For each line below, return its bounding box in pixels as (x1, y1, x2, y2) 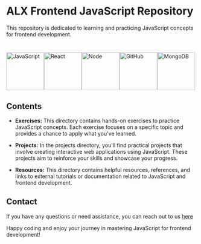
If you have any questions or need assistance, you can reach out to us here (6, 213, 193, 220)
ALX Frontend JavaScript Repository (6, 4, 194, 18)
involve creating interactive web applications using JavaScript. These (14, 148, 188, 155)
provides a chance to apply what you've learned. (14, 130, 137, 137)
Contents (6, 101, 42, 111)
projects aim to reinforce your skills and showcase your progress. (14, 154, 178, 162)
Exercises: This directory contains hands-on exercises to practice (14, 117, 180, 124)
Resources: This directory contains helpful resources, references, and (14, 166, 191, 173)
